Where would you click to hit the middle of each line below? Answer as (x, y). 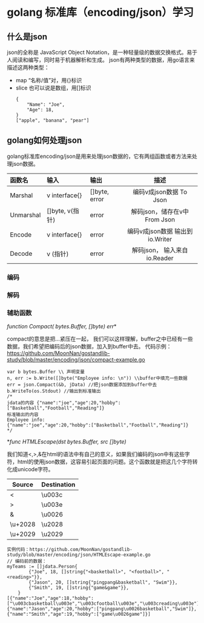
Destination (58, 484)
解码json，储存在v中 (160, 211)
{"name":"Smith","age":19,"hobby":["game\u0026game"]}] (79, 614)
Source (23, 484)
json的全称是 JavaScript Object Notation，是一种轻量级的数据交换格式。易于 (102, 52)
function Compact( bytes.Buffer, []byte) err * (62, 326)
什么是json (27, 37)
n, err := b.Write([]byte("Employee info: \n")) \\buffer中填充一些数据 (97, 378)
